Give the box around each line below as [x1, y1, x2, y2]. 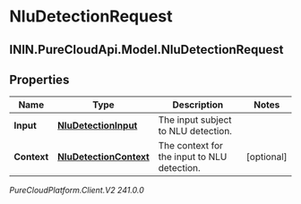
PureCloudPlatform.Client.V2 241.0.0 [9, 185, 145, 196]
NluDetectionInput [56, 119, 138, 132]
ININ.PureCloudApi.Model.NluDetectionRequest [9, 42, 284, 57]
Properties [9, 72, 70, 87]
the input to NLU [158, 150, 228, 163]
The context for [158, 140, 224, 152]
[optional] [245, 150, 288, 163]
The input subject [158, 114, 232, 126]
